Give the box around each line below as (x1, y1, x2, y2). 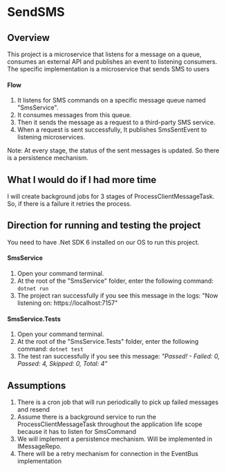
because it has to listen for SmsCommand (17, 428, 137, 436)
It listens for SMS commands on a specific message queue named (17, 96, 206, 105)
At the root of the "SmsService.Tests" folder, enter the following (17, 338, 199, 346)
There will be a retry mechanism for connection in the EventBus (17, 450, 198, 458)
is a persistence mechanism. (7, 154, 88, 162)
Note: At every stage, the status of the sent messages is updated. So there (7, 146, 220, 155)
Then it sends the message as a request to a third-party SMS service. (17, 119, 216, 127)
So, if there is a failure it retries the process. (7, 200, 132, 208)
